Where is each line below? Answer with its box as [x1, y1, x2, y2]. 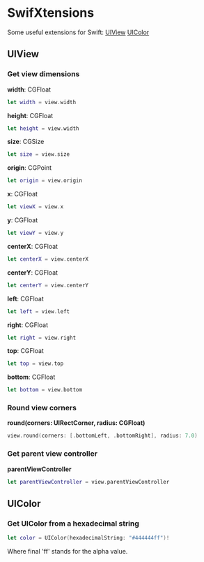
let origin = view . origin [7, 177, 82, 185]
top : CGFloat [7, 347, 44, 355]
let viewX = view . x [7, 203, 64, 210]
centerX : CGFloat [7, 242, 58, 250]
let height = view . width [7, 124, 79, 132]
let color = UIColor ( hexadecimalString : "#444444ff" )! [7, 535, 170, 542]
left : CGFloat [7, 294, 44, 303]
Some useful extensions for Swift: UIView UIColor [7, 28, 150, 36]
